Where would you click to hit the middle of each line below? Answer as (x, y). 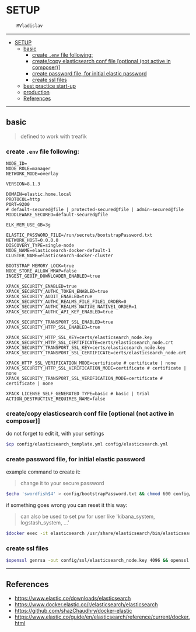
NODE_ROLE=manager (28, 168)
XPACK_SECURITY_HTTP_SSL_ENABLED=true (53, 327)
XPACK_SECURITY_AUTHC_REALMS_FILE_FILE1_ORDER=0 (66, 302)
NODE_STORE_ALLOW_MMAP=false (41, 271)
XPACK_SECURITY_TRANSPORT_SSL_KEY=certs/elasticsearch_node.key (86, 348)
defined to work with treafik (54, 136)
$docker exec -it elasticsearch (45, 533)
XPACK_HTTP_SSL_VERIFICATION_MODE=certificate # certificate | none (91, 363)
